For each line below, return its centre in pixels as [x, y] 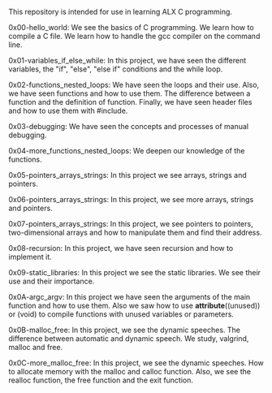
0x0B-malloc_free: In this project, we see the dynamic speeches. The [125, 330]
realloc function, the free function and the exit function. [101, 380]
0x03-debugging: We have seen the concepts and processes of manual [129, 126]
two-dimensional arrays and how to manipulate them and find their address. [135, 232]
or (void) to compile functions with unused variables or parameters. [121, 314]
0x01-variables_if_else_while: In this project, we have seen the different [127, 60]
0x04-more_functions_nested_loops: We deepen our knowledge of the [127, 151]
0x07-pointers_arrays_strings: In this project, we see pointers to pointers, [131, 224]
